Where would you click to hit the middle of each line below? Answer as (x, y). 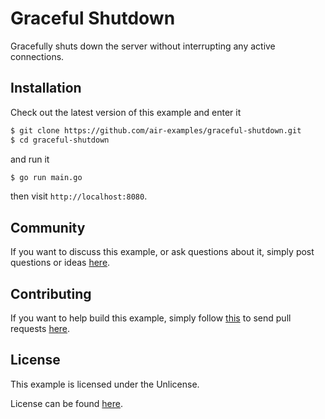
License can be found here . (67, 403)
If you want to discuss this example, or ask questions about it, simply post (162, 252)
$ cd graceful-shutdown (60, 140)
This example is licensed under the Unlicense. (105, 384)
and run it (30, 159)
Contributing (51, 293)
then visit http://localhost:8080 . (79, 196)
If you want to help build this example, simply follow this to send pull (151, 318)
